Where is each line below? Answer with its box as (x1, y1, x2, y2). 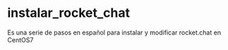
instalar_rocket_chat (7, 5, 131, 21)
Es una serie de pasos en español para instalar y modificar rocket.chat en (7, 28, 221, 37)
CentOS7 (7, 35, 34, 44)
